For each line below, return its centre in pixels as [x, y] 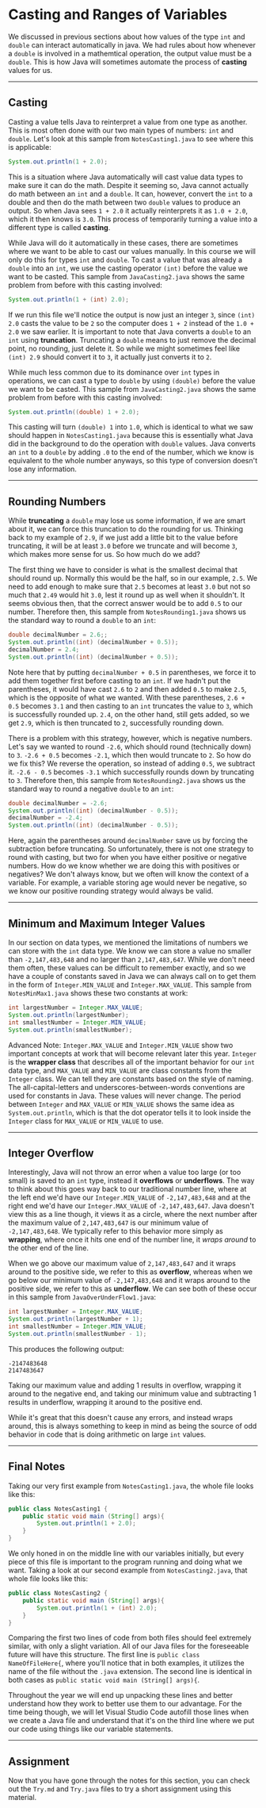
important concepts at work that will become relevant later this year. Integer [133, 1054]
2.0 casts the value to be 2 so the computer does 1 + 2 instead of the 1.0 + [131, 323]
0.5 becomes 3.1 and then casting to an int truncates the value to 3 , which [131, 706]
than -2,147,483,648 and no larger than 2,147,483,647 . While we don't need [131, 959]
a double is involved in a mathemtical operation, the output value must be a [130, 53]
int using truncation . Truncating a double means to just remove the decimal [132, 340]
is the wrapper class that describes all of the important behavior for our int [131, 1061]
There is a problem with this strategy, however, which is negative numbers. [130, 738]
